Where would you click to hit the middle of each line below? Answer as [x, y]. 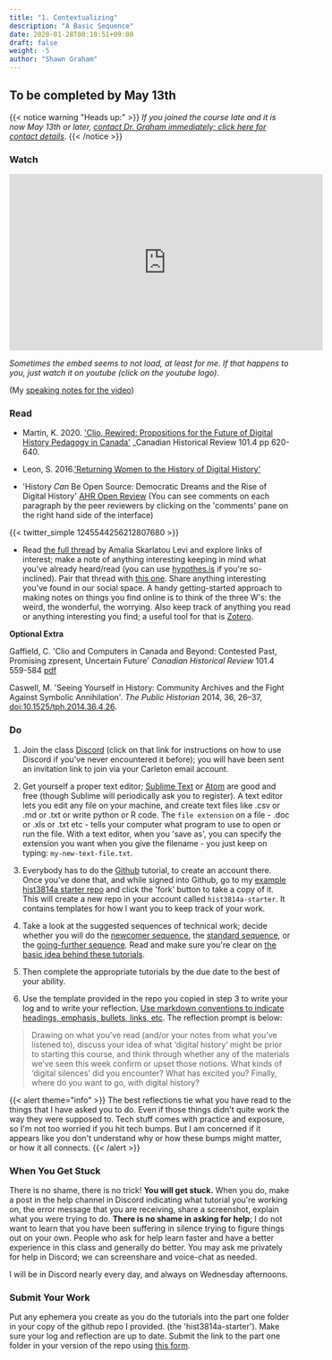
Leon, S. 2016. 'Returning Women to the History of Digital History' [141, 469]
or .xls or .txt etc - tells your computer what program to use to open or [152, 824]
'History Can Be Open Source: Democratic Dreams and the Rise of [144, 487]
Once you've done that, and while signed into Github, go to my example [154, 879]
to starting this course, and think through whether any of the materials [160, 1053]
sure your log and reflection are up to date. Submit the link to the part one [145, 1336]
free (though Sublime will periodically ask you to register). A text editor [153, 795]
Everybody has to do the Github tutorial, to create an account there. [147, 870]
